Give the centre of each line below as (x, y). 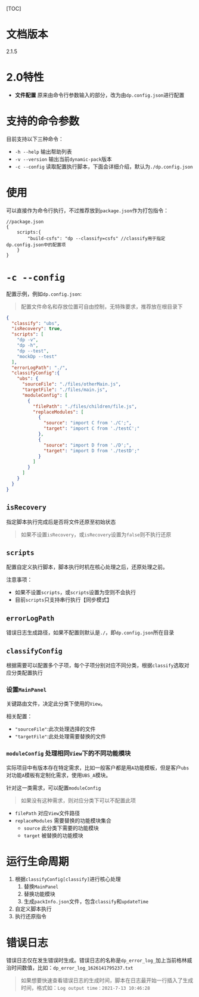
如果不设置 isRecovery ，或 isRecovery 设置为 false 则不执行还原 (96, 534)
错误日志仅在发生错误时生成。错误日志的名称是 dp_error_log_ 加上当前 (91, 960)
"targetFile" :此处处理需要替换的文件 (60, 737)
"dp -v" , (28, 340)
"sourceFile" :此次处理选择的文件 (55, 729)
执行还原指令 (30, 917)
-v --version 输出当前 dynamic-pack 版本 (63, 159)
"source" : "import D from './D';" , (88, 445)
